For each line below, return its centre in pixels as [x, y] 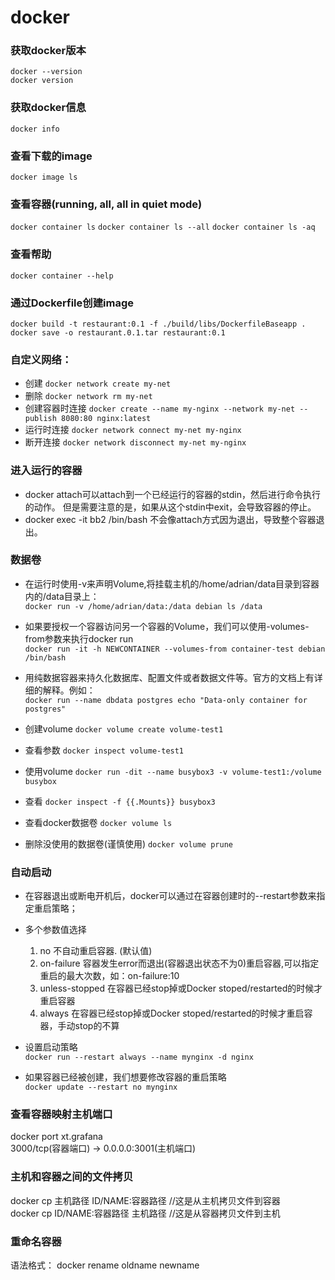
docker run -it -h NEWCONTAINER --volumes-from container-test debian [175, 649]
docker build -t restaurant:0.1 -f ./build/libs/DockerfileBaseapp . [158, 324]
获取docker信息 [48, 108]
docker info [35, 129]
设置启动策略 [51, 1047]
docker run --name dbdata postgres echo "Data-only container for [166, 700]
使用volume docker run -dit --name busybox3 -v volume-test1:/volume [173, 771]
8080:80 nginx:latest [106, 419]
